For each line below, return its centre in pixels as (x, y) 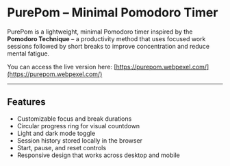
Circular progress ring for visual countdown (78, 126)
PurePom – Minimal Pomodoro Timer (113, 13)
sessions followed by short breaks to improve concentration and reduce (108, 46)
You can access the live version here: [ (62, 67)
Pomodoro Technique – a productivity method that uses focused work (106, 38)
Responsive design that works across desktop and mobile (98, 155)
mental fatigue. (28, 54)
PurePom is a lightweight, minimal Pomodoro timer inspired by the (100, 32)
